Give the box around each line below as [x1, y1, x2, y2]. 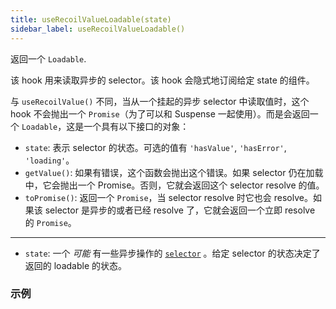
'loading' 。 [24, 154, 75, 166]
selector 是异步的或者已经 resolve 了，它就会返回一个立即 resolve [44, 204, 316, 216]
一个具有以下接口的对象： [83, 120, 190, 132]
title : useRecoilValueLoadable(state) [10, 14, 172, 25]
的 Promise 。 [24, 216, 77, 228]
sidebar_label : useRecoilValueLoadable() [10, 24, 186, 34]
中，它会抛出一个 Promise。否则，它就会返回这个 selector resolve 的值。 [24, 179, 325, 191]
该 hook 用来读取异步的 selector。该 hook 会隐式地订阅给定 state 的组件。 [10, 74, 315, 86]
